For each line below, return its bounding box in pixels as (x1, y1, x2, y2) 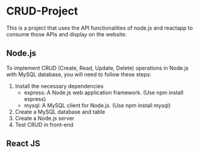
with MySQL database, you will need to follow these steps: (6, 71, 152, 78)
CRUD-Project (6, 4, 78, 18)
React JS (6, 138, 40, 149)
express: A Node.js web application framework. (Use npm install (24, 89, 184, 96)
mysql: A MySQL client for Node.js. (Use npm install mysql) (24, 102, 171, 109)
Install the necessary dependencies (14, 82, 104, 90)
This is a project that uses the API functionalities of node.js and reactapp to (6, 24, 193, 31)
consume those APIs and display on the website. (6, 30, 127, 37)
